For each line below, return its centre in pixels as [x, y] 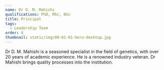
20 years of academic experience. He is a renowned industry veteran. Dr [80, 57]
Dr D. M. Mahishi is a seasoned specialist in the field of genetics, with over [82, 51]
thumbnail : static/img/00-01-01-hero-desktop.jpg [58, 38]
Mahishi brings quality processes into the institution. [59, 62]
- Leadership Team [29, 28]
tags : [11, 24]
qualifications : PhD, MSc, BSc [38, 14]
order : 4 [14, 33]
